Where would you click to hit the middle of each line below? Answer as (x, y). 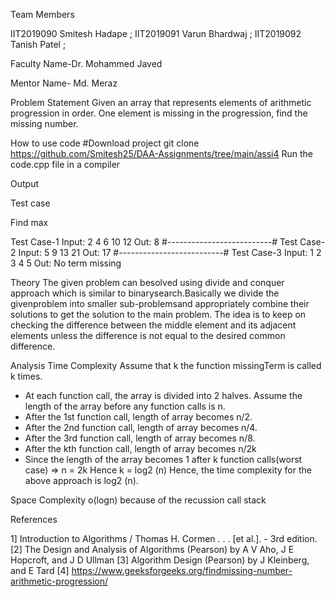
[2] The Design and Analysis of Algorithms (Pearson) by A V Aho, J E (152, 549)
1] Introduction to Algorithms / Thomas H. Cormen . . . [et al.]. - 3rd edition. (164, 538)
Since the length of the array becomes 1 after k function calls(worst (163, 459)
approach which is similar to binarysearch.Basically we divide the (145, 293)
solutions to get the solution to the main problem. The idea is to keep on (158, 314)
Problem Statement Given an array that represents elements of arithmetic (161, 102)
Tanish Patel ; (38, 44)
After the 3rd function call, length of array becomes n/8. (140, 438)
